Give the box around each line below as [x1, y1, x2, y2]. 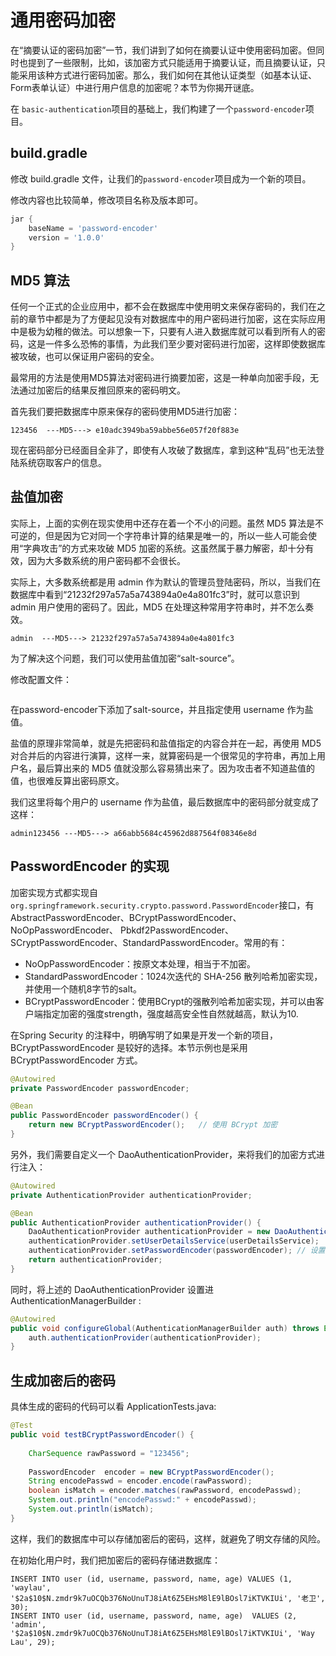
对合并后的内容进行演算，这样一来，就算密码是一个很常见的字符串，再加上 [10, 749, 317, 761]
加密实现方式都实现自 [10, 886, 98, 898]
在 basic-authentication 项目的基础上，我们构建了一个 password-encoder [10, 102, 306, 115]
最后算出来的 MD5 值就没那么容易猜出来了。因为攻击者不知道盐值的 [36, 762, 315, 774]
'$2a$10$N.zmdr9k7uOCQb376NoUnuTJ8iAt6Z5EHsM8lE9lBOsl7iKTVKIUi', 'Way [10, 1628, 315, 1638]
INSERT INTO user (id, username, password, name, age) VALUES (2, [10, 1611, 298, 1621]
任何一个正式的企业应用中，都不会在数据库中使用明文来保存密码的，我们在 [10, 301, 317, 313]
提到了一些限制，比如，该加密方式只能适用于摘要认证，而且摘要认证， [27, 56, 317, 68]
